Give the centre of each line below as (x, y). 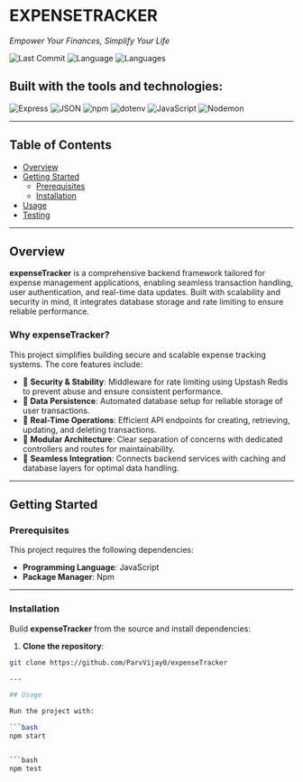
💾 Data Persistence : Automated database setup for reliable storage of (152, 400)
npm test (26, 768)
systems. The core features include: (76, 364)
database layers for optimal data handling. (101, 468)
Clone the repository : (63, 646)
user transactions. (56, 410)
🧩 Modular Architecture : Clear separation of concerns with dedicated (152, 439)
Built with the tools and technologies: (116, 87)
